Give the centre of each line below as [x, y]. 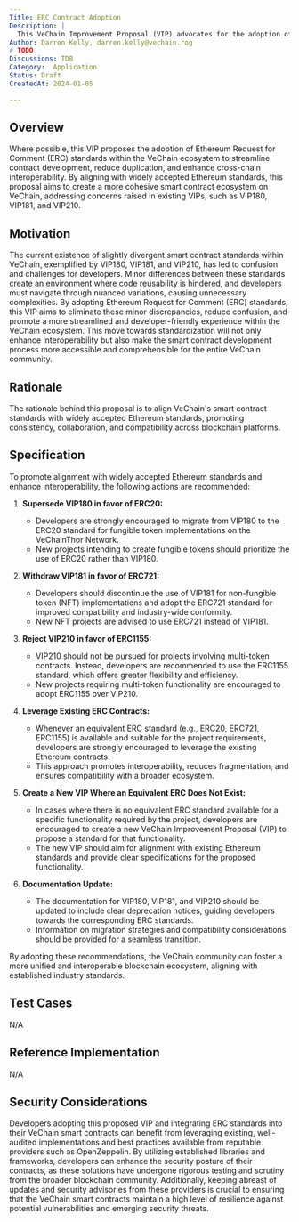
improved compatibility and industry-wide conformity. [134, 611]
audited [23, 1142]
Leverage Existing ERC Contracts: [86, 711]
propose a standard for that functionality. [110, 838]
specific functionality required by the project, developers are [146, 819]
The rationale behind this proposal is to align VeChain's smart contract [138, 409]
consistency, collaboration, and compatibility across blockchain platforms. [145, 427]
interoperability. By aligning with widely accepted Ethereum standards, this [146, 177]
